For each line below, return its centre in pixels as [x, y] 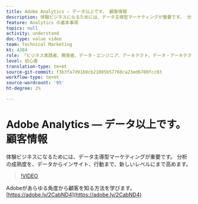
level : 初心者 [22, 61]
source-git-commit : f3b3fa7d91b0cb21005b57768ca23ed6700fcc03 [84, 72]
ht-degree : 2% [24, 88]
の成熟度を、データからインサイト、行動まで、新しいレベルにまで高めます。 [99, 164]
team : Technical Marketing [39, 45]
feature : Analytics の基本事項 [42, 22]
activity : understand [33, 34]
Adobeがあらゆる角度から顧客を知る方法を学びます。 [71, 188]
